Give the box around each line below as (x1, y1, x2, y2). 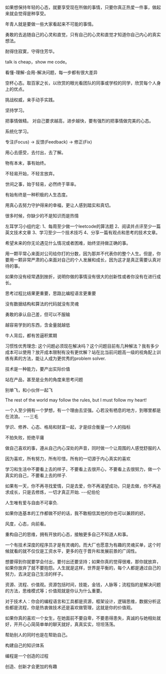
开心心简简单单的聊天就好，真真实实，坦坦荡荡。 (18, 621, 118, 627)
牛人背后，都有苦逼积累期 (5, 333, 57, 338)
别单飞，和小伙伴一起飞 (5, 387, 53, 393)
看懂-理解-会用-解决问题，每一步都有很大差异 (5, 69, 98, 75)
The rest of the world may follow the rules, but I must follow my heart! (5, 397, 147, 403)
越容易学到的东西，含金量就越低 (5, 322, 70, 328)
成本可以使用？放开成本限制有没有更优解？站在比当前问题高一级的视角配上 (5, 349, 157, 355)
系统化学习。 (5, 129, 31, 134)
